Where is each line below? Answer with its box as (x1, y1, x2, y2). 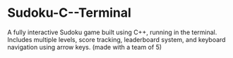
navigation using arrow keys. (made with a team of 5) (7, 43, 162, 51)
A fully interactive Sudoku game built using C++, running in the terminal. (7, 28, 217, 36)
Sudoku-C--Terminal (7, 5, 132, 21)
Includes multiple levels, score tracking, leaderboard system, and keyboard (7, 35, 226, 43)
